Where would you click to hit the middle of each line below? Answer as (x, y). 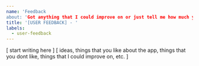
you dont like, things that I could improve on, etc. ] (67, 57)
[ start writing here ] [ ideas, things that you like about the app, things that (96, 50)
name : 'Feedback (26, 11)
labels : (16, 28)
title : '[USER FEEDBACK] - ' (42, 22)
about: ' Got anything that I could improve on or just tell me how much (98, 17)
